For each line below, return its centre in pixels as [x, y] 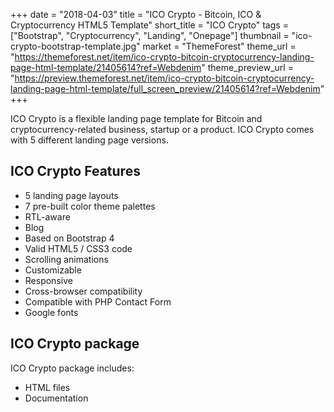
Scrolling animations [66, 259]
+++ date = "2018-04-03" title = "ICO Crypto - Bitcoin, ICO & [136, 14]
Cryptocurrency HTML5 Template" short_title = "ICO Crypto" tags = [149, 25]
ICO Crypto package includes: [72, 368]
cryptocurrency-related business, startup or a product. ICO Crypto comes [162, 129]
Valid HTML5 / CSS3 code [78, 248]
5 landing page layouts [71, 195]
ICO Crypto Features [75, 171]
